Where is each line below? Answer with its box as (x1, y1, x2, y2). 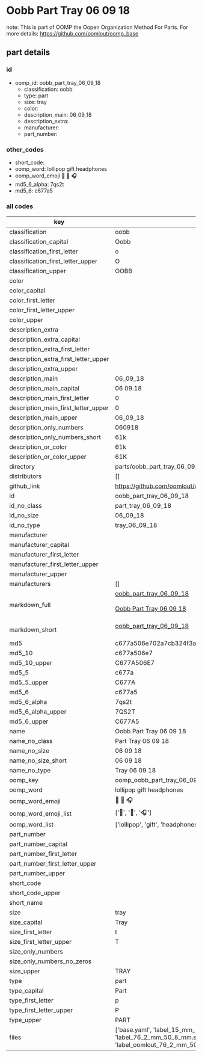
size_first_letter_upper (9, 938, 72, 946)
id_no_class (9, 502, 42, 510)
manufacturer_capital (9, 541, 69, 549)
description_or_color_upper (9, 452, 87, 461)
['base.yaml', (115, 1026, 152, 1034)
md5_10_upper (9, 659, 52, 667)
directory (9, 463, 35, 471)
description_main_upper (9, 413, 78, 422)
